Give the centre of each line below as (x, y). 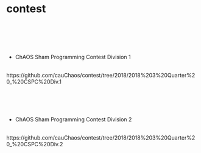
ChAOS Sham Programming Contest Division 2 (73, 119)
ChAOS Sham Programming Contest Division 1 (73, 57)
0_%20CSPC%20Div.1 (34, 82)
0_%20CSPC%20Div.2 (35, 144)
